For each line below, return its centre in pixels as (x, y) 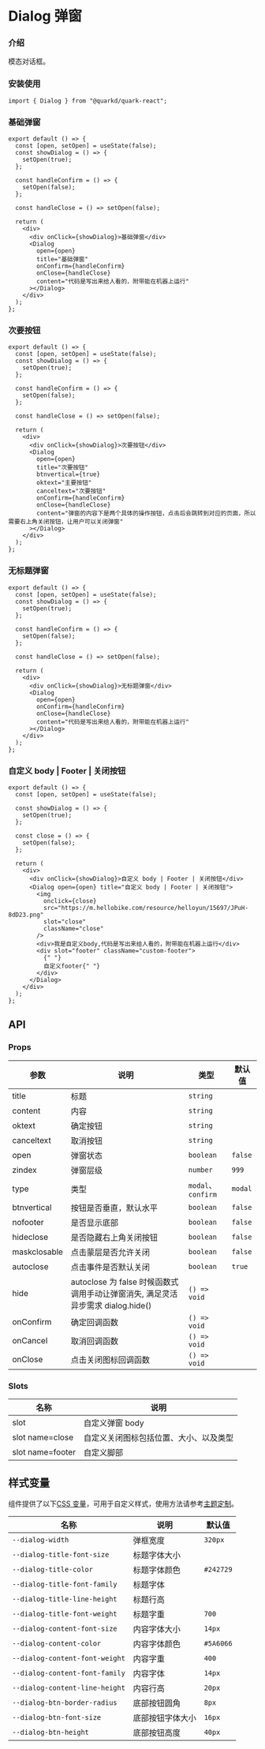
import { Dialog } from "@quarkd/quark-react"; (88, 101)
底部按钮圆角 (157, 1703)
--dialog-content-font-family (69, 1673)
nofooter (28, 1222)
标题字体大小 (157, 1555)
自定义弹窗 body (114, 1423)
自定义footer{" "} (72, 966)
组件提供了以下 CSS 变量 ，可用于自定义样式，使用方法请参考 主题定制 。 (123, 1504)
